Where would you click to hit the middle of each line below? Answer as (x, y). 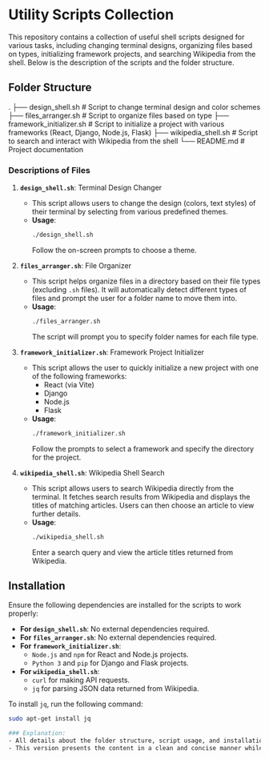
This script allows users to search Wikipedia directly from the (133, 488)
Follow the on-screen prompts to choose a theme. (114, 250)
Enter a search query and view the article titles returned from (132, 552)
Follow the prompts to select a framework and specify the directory (143, 448)
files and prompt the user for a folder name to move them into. (134, 298)
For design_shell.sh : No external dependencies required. (114, 629)
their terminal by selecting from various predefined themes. (130, 212)
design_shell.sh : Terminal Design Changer (91, 188)
